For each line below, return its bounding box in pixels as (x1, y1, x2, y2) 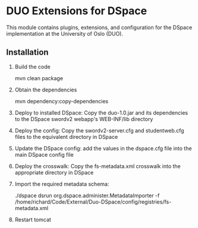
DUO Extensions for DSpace (6, 4, 147, 18)
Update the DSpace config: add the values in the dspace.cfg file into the (14, 144, 192, 152)
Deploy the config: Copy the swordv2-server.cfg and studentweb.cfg (14, 126, 184, 134)
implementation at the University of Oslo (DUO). (6, 30, 124, 37)
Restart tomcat (14, 216, 52, 223)
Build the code (14, 63, 51, 70)
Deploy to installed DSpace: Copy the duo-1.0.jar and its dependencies (14, 109, 188, 116)
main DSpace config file (14, 151, 74, 158)
